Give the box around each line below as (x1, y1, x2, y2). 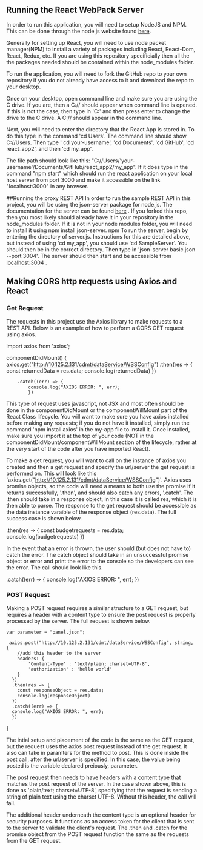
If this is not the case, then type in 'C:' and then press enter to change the (6, 107, 191, 115)
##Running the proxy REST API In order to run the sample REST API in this (6, 194, 191, 202)
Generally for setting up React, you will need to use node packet (6, 39, 167, 46)
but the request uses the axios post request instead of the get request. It (6, 742, 187, 750)
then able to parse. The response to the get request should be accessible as (6, 502, 197, 509)
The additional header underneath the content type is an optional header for (6, 811, 196, 818)
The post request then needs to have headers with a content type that (6, 774, 181, 781)
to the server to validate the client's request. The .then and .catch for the (6, 824, 188, 831)
